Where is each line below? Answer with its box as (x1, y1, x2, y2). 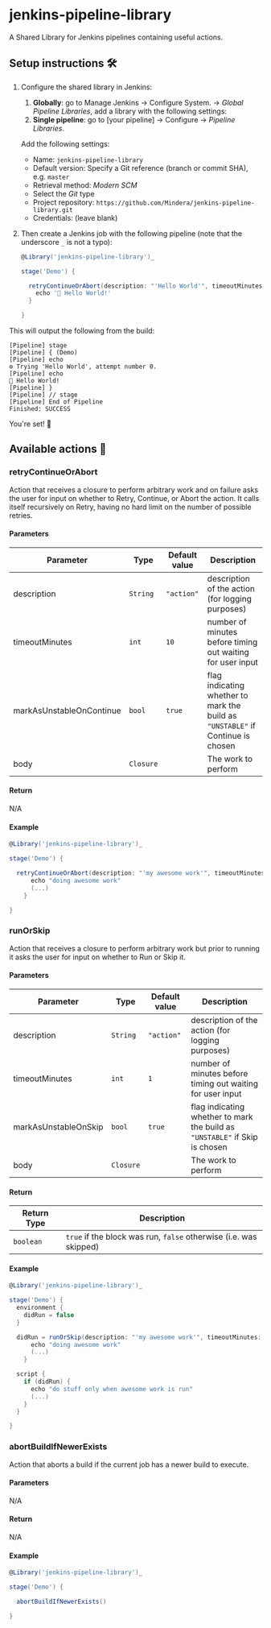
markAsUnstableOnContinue (13, 705, 121, 716)
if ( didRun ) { (23, 1377, 71, 1386)
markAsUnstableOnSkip (13, 1121, 104, 1133)
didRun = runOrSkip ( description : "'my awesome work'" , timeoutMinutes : (16, 1333, 262, 1341)
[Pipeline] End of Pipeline (9, 398, 104, 406)
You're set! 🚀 (9, 419, 51, 429)
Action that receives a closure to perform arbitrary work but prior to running (9, 943, 261, 953)
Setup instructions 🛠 (9, 56, 117, 70)
